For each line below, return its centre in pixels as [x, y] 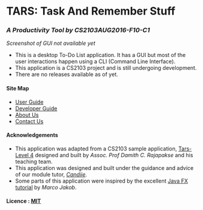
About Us [27, 115]
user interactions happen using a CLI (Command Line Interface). [95, 61]
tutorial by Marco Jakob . [46, 187]
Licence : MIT [24, 201]
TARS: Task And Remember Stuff [91, 11]
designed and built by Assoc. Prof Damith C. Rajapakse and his [114, 155]
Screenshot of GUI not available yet [51, 43]
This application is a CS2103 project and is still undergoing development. [106, 68]
